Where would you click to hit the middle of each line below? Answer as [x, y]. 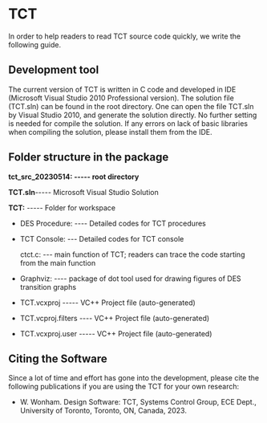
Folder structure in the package [89, 157]
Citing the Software [58, 358]
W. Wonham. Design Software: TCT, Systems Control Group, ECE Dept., [138, 402]
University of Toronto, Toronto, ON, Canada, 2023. [103, 411]
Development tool [54, 70]
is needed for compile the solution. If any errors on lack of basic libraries [128, 123]
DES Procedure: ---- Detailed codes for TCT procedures [113, 223]
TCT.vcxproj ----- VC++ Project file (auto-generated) [108, 303]
